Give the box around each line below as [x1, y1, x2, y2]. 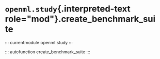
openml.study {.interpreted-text [5, 3, 131, 14]
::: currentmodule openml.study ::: [5, 39, 73, 45]
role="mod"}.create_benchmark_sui [5, 13, 156, 24]
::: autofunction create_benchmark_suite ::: [5, 49, 91, 55]
